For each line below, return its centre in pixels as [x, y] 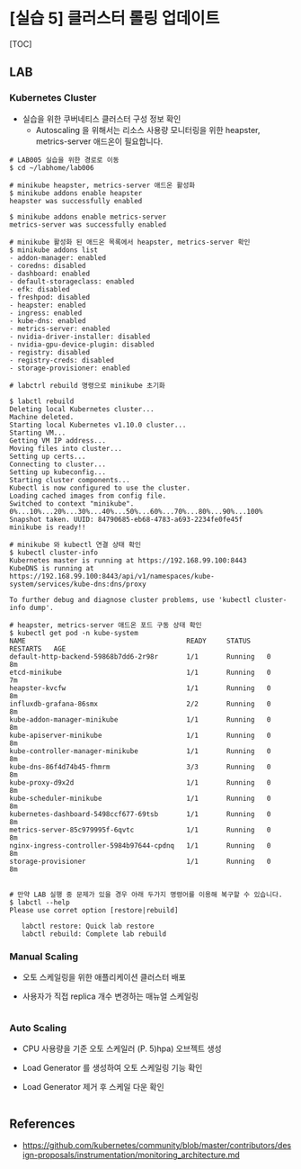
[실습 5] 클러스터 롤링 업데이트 [115, 18]
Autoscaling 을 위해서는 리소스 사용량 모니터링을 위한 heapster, [148, 130]
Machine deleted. [42, 417]
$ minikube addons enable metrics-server [88, 217]
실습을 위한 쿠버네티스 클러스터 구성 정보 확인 [102, 119]
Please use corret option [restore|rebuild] [94, 910]
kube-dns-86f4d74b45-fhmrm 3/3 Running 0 [140, 767]
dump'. [41, 607]
